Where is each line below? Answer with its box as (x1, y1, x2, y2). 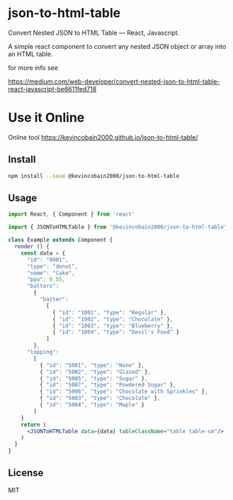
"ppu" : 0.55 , (26, 276, 66, 283)
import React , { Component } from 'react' (8, 211, 135, 218)
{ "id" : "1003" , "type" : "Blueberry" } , (52, 322, 174, 329)
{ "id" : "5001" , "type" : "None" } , (39, 362, 144, 369)
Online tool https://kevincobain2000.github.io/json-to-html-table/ (8, 133, 198, 141)
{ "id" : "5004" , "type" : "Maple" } (39, 401, 144, 409)
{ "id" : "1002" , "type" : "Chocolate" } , (52, 316, 174, 323)
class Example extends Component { (8, 236, 113, 244)
